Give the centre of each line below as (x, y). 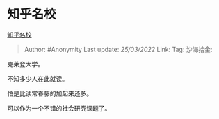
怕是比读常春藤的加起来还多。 (50, 93)
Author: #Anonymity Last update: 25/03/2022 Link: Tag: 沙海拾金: (118, 49)
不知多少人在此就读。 (38, 79)
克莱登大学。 (25, 64)
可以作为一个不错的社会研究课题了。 (59, 108)
